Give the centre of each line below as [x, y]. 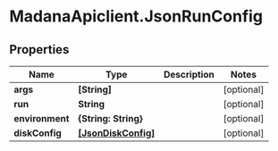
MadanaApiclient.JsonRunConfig [136, 17]
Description [189, 75]
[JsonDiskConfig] [117, 133]
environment [42, 118]
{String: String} [110, 118]
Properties [39, 50]
